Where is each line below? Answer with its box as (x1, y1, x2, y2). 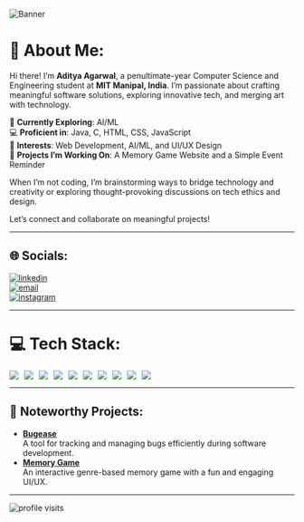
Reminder (9, 159, 45, 169)
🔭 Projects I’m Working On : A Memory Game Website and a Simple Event (9, 150, 283, 160)
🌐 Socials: (9, 248, 69, 264)
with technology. (9, 99, 71, 110)
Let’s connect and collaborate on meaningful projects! (9, 213, 211, 224)
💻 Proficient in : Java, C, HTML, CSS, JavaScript (9, 127, 192, 138)
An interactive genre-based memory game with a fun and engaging (22, 467, 274, 478)
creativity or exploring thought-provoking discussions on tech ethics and (9, 186, 280, 197)
